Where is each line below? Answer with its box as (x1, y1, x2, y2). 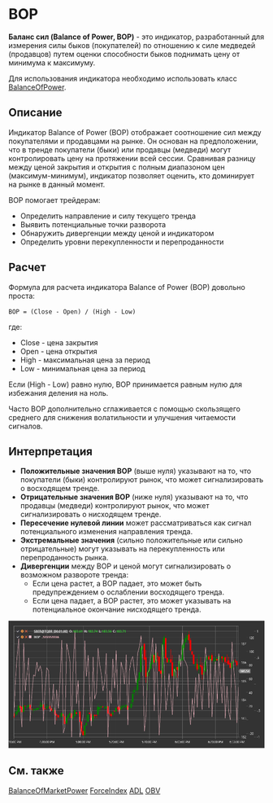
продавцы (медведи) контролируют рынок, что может (19, 501, 210, 511)
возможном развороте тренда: (19, 570, 128, 580)
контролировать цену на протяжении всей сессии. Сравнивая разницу (8, 153, 256, 163)
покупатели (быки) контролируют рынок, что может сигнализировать (19, 475, 264, 485)
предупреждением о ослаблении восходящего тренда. (32, 587, 225, 597)
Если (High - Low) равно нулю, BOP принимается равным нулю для (8, 380, 242, 389)
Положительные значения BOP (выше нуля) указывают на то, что (19, 466, 252, 476)
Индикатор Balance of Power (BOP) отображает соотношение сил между (8, 127, 262, 137)
